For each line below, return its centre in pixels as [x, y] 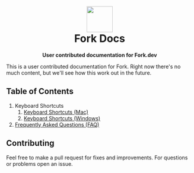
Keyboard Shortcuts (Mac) [56, 112]
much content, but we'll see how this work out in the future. [79, 73]
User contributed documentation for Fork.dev [100, 55]
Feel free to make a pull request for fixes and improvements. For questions [97, 158]
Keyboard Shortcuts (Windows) [62, 118]
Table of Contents [40, 92]
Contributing [30, 143]
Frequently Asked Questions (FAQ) [57, 124]
